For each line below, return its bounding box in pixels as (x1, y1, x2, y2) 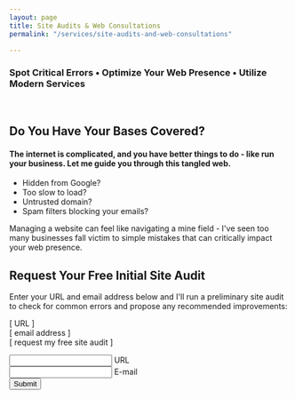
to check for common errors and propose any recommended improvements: (9, 301, 288, 312)
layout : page (9, 12, 58, 22)
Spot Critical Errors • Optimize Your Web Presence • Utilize (9, 67, 267, 79)
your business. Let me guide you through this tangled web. (9, 157, 231, 169)
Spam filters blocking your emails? (21, 206, 149, 217)
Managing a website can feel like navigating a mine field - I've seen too (9, 223, 269, 234)
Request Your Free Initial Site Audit (9, 267, 206, 283)
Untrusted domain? (21, 196, 93, 207)
